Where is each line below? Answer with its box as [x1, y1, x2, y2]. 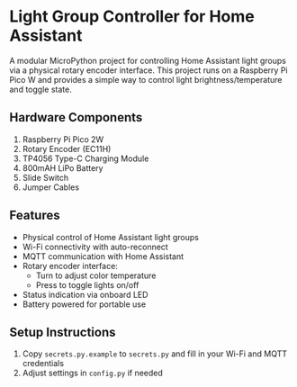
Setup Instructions [9, 324, 116, 339]
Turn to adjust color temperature [35, 270, 157, 281]
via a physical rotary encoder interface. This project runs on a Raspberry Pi [9, 65, 288, 76]
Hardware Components [9, 110, 143, 125]
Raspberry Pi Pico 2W [22, 133, 104, 145]
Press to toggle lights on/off [35, 279, 139, 290]
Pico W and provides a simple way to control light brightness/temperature [9, 74, 283, 85]
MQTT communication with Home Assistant [22, 250, 184, 262]
